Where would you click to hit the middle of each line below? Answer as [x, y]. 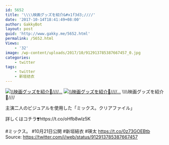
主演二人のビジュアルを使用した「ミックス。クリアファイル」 [70, 108]
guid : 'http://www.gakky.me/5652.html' [48, 34]
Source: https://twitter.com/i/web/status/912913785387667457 [72, 137]
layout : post [19, 29]
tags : [11, 67]
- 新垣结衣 [25, 77]
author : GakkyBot [24, 24]
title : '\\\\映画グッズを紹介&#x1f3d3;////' [50, 15]
